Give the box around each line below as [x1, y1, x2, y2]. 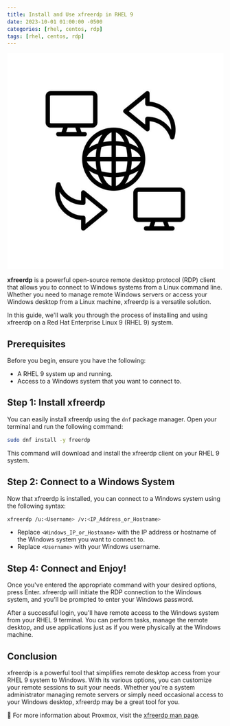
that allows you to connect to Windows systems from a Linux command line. [7, 283, 222, 292]
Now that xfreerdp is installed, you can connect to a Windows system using [7, 494, 221, 502]
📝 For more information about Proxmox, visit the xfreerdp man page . [7, 711, 200, 720]
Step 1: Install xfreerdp [7, 397, 106, 408]
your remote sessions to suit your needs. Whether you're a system [7, 683, 196, 692]
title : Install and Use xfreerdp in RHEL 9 [7, 11, 134, 18]
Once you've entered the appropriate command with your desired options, [7, 581, 218, 589]
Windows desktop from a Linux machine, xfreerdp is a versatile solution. [7, 298, 211, 306]
